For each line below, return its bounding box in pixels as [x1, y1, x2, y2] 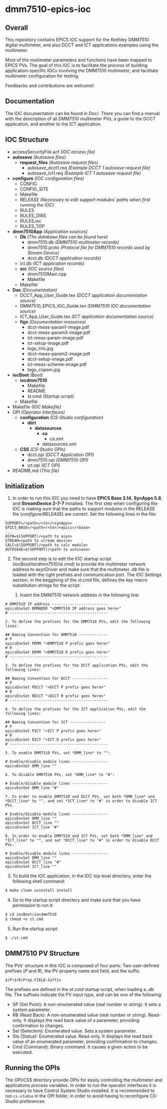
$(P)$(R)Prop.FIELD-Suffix [5, 977, 61, 982]
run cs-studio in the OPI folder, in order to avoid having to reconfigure [5, 1092, 149, 1098]
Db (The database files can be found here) [19, 233, 108, 239]
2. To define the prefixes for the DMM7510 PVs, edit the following [5, 619, 151, 624]
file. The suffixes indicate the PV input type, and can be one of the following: [5, 991, 163, 997]
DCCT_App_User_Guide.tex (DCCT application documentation [19, 292, 148, 298]
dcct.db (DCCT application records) [27, 255, 101, 261]
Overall [5, 23, 28, 32]
